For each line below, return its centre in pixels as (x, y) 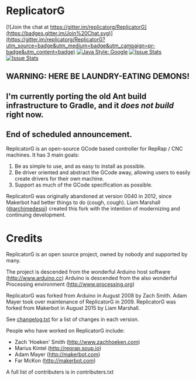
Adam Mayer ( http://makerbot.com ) (57, 354)
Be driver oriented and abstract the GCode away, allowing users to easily (102, 172)
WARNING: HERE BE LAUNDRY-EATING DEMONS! (98, 76)
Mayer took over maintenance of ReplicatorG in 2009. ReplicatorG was (91, 302)
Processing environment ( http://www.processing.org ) (70, 284)
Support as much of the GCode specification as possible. (83, 185)
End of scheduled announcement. (69, 135)
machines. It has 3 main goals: (43, 155)
